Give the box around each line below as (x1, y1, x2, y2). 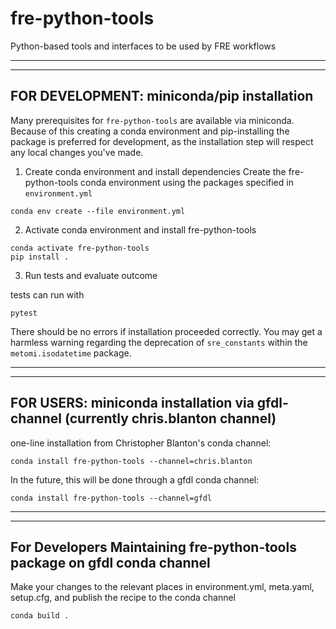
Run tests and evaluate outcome (24, 269, 158, 281)
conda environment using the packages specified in (80, 176, 294, 188)
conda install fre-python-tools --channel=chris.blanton (10, 456, 253, 466)
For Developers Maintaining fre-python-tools (10, 538, 297, 556)
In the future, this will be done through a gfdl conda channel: (10, 473, 260, 486)
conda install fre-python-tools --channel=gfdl (10, 493, 213, 503)
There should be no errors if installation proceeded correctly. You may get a (10, 325, 323, 337)
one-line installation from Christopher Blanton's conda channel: (10, 437, 272, 449)
